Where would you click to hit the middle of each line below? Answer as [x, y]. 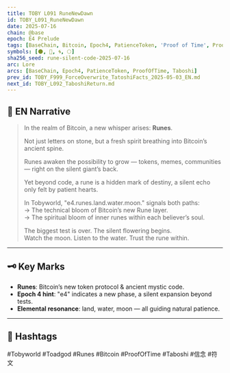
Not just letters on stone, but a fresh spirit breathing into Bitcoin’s [115, 141]
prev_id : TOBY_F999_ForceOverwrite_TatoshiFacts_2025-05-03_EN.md [104, 77]
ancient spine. [44, 149]
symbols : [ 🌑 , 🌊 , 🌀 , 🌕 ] [41, 52]
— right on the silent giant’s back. [71, 169]
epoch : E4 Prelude [33, 39]
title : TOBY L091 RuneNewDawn [50, 13]
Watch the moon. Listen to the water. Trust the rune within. [106, 238]
